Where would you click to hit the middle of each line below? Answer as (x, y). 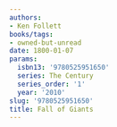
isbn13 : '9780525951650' (63, 68)
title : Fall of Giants (51, 109)
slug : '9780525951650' (51, 101)
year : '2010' (42, 92)
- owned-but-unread (46, 42)
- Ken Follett (36, 26)
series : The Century (55, 76)
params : (24, 59)
